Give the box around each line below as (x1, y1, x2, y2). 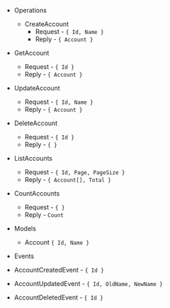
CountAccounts (13, 189, 60, 198)
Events (13, 252, 35, 260)
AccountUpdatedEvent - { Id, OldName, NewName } (13, 280, 163, 287)
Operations (13, 6, 47, 14)
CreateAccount (24, 20, 69, 28)
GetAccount (13, 49, 50, 57)
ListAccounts (13, 154, 53, 162)
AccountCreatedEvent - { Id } (13, 266, 104, 274)
